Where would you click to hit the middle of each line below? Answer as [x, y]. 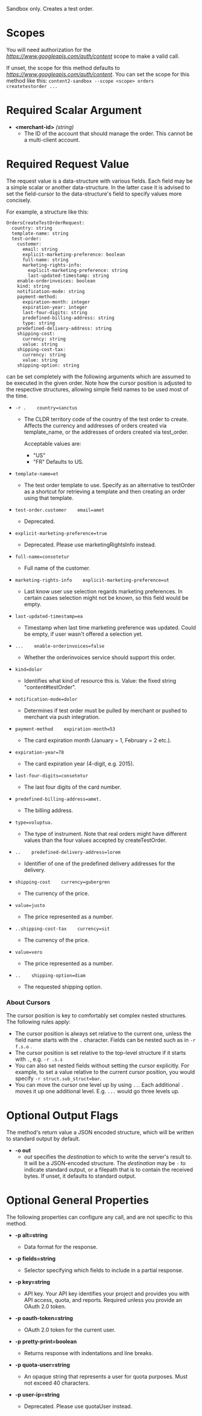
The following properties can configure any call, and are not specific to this [99, 1217]
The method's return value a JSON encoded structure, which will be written [100, 1133]
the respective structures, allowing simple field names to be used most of [97, 389]
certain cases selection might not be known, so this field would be [106, 598]
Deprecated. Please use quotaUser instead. [78, 1406]
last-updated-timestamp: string [69, 276]
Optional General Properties [77, 1200]
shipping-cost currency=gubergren [62, 882]
